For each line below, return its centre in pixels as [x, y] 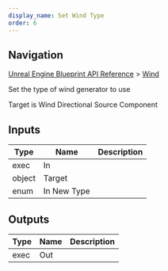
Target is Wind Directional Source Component [83, 105]
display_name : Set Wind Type [56, 15]
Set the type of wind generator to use [69, 90]
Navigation [36, 55]
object [24, 178]
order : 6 [23, 23]
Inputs [25, 130]
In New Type [67, 191]
